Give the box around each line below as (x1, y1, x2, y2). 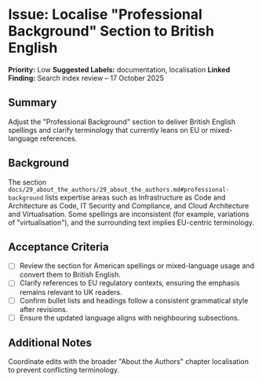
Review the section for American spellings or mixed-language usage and (19, 261, 255, 270)
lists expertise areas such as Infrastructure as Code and (45, 193, 226, 202)
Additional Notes (8, 336, 93, 350)
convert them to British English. (19, 270, 122, 280)
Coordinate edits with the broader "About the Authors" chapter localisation (8, 357, 249, 366)
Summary (8, 96, 57, 109)
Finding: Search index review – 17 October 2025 (8, 73, 165, 83)
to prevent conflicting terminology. (8, 365, 120, 375)
